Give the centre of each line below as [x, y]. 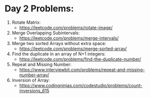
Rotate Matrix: [26, 22]
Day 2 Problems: [39, 9]
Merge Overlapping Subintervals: [46, 33]
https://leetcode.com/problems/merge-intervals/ [69, 38]
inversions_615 [34, 91]
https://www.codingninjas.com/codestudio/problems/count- [81, 85]
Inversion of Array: [31, 80]
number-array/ [34, 75]
